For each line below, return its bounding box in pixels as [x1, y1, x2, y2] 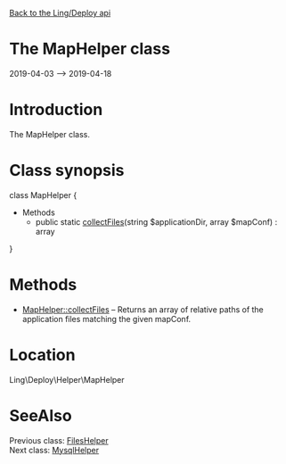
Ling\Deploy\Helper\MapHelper [9, 374, 125, 385]
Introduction [9, 100, 103, 120]
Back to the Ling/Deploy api [9, 8, 111, 18]
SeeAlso [9, 405, 73, 426]
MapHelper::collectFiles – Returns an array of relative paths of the [21, 303, 265, 315]
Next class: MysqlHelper [9, 444, 100, 455]
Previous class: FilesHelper [9, 435, 109, 445]
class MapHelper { [9, 189, 78, 200]
